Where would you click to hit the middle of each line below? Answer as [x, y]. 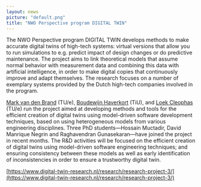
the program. [22, 91]
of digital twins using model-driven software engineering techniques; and [97, 147]
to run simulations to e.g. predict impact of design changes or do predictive [99, 53]
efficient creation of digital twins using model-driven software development [99, 115]
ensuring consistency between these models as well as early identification [98, 153]
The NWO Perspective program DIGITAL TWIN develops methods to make [97, 40]
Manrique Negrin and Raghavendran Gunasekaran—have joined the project [99, 134]
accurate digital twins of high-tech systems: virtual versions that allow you [98, 46]
